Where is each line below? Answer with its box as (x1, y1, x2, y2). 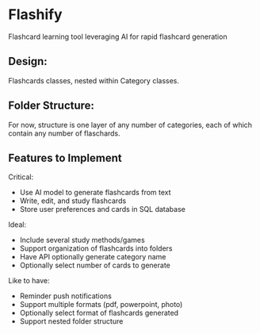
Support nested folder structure (19, 317, 124, 326)
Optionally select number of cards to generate (19, 260, 170, 271)
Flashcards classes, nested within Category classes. (8, 75, 180, 85)
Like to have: (8, 276, 50, 286)
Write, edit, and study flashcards (19, 196, 127, 205)
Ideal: (8, 220, 26, 229)
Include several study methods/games (19, 236, 145, 245)
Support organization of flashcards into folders (19, 244, 173, 253)
